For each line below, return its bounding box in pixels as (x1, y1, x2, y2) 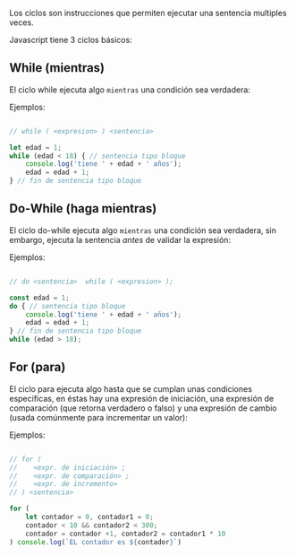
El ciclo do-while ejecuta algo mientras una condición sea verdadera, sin (9, 224, 277, 236)
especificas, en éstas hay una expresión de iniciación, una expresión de (9, 393, 275, 404)
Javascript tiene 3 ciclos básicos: (9, 35, 132, 45)
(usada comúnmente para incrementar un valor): (9, 412, 188, 422)
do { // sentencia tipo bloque (9, 301, 126, 310)
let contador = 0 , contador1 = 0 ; (25, 513, 154, 522)
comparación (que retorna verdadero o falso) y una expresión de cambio (9, 403, 277, 413)
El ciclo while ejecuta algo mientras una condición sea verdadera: (9, 84, 250, 95)
